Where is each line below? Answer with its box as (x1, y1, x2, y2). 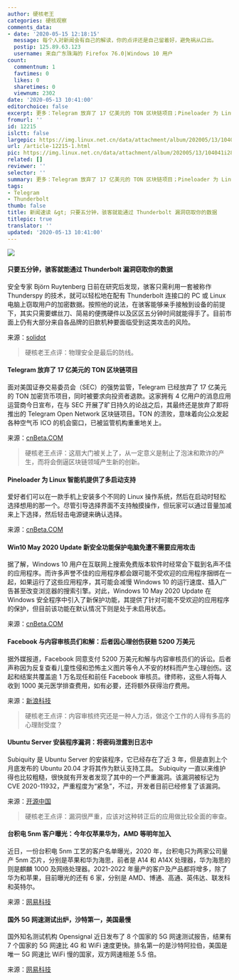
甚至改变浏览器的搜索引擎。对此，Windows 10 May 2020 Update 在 (13, 586, 212, 595)
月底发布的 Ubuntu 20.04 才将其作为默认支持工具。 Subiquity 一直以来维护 (7, 764, 226, 772)
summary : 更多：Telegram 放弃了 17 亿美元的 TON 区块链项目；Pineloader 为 (7, 176, 219, 183)
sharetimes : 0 (14, 83, 55, 90)
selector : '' (7, 169, 46, 176)
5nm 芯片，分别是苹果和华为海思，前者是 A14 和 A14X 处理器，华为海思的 (15, 855, 231, 864)
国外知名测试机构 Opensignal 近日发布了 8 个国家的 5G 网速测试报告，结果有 (7, 932, 232, 941)
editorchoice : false (7, 103, 69, 110)
